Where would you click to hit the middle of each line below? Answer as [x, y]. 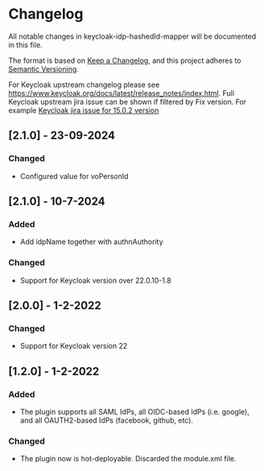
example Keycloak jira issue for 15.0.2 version [84, 110]
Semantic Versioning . [43, 68]
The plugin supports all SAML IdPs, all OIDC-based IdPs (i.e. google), [134, 411]
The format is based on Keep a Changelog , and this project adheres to [125, 60]
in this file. [25, 44]
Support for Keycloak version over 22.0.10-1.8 [95, 280]
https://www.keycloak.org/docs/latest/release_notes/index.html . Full [122, 93]
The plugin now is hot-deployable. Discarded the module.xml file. [128, 459]
